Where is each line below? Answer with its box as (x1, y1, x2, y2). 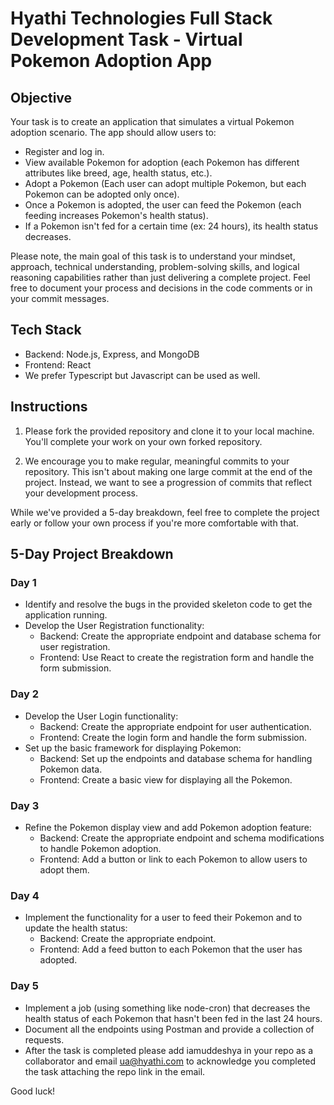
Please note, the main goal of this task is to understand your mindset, (10, 250, 296, 262)
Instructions (10, 398, 88, 416)
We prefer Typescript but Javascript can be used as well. (24, 369, 261, 381)
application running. (24, 609, 108, 621)
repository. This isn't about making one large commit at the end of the (24, 465, 313, 477)
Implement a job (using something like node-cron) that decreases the (24, 1002, 311, 1014)
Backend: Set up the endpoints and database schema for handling (39, 752, 313, 764)
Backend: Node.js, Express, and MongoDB (24, 348, 200, 360)
